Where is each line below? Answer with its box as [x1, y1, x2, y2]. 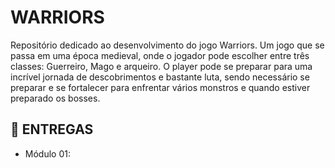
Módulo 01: [24, 147, 71, 160]
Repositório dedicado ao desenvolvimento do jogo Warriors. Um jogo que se [10, 39, 325, 51]
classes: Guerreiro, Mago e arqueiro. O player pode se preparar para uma [10, 60, 313, 72]
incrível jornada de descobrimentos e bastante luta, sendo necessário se [10, 71, 310, 83]
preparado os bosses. [10, 92, 101, 104]
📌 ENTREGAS [10, 121, 94, 138]
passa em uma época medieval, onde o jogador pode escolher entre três [10, 49, 310, 61]
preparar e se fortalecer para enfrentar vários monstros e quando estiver [10, 81, 311, 93]
